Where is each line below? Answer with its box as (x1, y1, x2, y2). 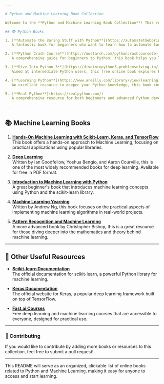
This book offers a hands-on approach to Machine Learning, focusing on (12, 139, 159, 145)
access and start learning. (5, 373, 58, 379)
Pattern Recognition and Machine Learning (12, 218, 101, 224)
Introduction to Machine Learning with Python (12, 179, 108, 184)
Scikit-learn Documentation (12, 265, 70, 271)
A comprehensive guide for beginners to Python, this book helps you (11, 56, 156, 61)
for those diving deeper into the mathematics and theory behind (12, 229, 141, 235)
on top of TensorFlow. (12, 296, 57, 302)
